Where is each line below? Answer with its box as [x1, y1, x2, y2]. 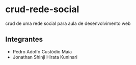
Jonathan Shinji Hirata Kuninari [12, 54, 78, 60]
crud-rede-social [5, 4, 79, 15]
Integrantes [5, 35, 43, 44]
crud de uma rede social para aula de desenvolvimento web [5, 20, 131, 26]
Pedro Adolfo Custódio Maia [12, 48, 72, 54]
